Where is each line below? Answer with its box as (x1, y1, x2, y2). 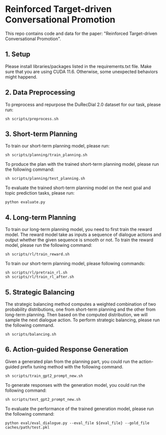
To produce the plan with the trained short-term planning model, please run (5, 161, 160, 167)
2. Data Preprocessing (5, 88, 75, 97)
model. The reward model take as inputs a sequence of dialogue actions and (5, 232, 162, 238)
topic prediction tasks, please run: (5, 190, 75, 196)
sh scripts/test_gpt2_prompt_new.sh (5, 397, 81, 402)
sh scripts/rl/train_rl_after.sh (5, 275, 74, 280)
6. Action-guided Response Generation (5, 345, 128, 354)
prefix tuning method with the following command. (20, 363, 123, 369)
